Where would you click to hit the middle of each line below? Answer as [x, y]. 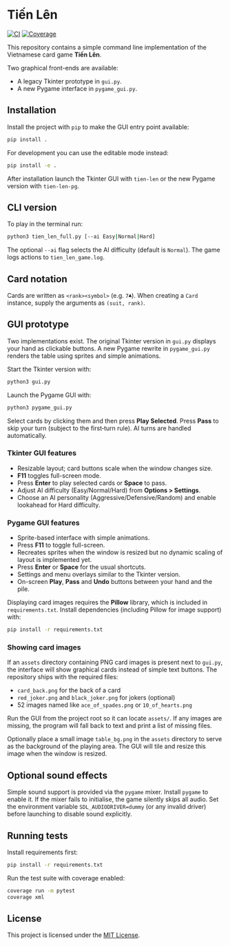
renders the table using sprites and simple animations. [84, 356]
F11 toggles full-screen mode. [59, 475]
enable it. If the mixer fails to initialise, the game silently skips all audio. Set [113, 799]
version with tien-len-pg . [43, 185]
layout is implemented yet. [54, 560]
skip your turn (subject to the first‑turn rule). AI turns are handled [99, 428]
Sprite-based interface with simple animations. [83, 538]
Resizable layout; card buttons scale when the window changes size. [115, 468]
